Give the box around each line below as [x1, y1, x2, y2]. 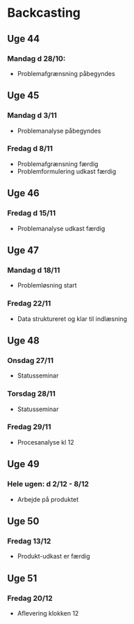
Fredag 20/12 [7, 593, 53, 603]
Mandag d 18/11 [7, 265, 60, 275]
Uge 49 [7, 459, 40, 470]
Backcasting [7, 5, 81, 21]
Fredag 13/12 [7, 536, 51, 546]
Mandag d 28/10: [7, 54, 66, 64]
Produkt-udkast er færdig [17, 552, 90, 560]
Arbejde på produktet [17, 495, 78, 503]
